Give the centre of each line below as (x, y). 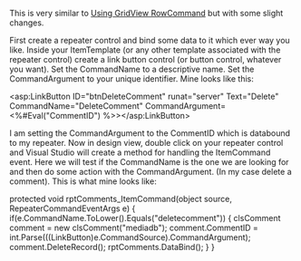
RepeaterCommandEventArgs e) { (73, 208)
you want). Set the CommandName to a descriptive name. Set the (132, 69)
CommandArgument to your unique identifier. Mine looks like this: (131, 79)
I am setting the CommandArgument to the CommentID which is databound (150, 133)
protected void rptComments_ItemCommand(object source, (121, 199)
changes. (27, 23)
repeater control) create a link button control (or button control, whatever (146, 59)
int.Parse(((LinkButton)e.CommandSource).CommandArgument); (130, 237)
